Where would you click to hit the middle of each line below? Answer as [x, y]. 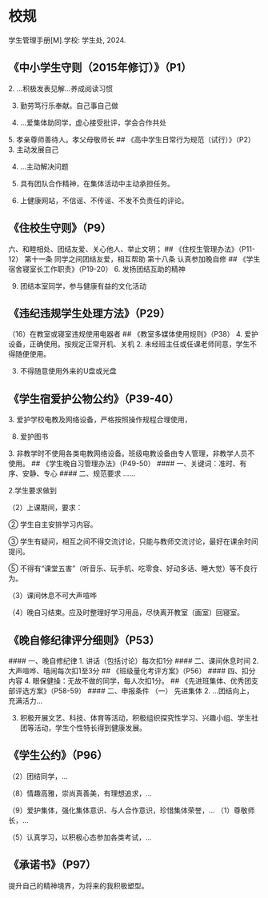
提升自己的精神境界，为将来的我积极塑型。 [78, 885]
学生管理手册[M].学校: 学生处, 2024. [67, 40]
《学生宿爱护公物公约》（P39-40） [94, 399]
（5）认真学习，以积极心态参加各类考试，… [80, 837]
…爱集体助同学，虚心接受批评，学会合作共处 [93, 122]
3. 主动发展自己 [34, 150]
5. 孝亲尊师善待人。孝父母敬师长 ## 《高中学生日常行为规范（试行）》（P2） [132, 139]
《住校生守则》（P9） [60, 228]
